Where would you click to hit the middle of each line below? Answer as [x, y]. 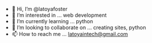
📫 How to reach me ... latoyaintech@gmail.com [70, 34]
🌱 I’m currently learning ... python [52, 21]
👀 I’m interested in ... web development [59, 15]
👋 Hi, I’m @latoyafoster [40, 9]
